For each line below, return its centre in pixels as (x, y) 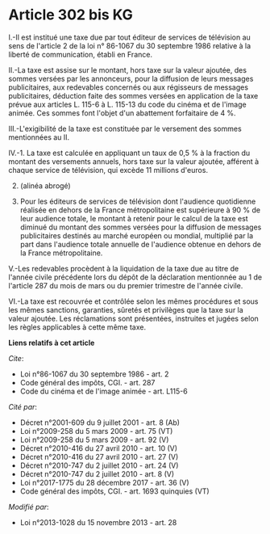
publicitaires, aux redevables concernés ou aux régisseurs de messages (128, 87)
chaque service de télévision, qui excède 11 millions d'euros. (108, 170)
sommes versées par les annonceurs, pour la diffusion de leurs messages (131, 78)
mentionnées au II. (39, 137)
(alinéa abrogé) (45, 185)
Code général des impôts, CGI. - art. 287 (87, 382)
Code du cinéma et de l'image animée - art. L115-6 (104, 391)
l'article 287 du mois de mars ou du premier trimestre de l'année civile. (126, 285)
